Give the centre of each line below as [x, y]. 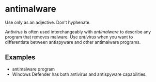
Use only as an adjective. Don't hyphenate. [48, 22]
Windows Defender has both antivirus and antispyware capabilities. [79, 74]
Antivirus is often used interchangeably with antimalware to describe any [78, 32]
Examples [20, 57]
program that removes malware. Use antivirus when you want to [69, 37]
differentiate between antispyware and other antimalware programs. [73, 42]
